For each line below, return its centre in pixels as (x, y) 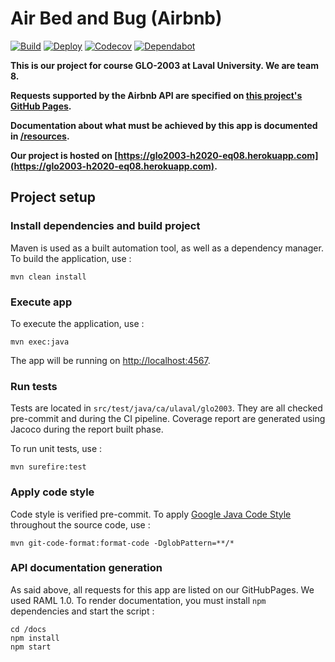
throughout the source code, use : (80, 524)
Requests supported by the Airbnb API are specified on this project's (156, 95)
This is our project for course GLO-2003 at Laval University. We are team (164, 65)
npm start (31, 647)
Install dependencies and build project (105, 226)
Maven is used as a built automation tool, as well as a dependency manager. (167, 248)
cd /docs (28, 629)
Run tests (34, 386)
